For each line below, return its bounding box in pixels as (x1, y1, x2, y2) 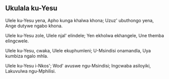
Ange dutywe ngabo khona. (5, 23, 63, 29)
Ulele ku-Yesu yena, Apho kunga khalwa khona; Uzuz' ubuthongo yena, (5, 17, 154, 23)
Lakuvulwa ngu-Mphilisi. (5, 68, 57, 74)
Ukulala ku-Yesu (5, 4, 58, 13)
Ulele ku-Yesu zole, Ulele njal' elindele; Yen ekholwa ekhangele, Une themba (5, 32, 164, 38)
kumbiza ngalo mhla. (5, 53, 48, 59)
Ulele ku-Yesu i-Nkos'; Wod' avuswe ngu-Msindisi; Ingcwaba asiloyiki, (5, 62, 151, 68)
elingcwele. (5, 38, 29, 44)
